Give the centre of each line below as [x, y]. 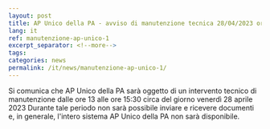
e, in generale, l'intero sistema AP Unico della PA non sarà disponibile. [124, 116]
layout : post [30, 16]
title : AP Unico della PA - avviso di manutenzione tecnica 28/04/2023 [131, 23]
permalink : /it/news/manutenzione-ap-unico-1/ [88, 68]
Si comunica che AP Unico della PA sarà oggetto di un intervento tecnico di [133, 91]
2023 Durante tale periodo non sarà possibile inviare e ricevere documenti [131, 107]
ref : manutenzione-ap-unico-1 [59, 38]
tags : [17, 53]
